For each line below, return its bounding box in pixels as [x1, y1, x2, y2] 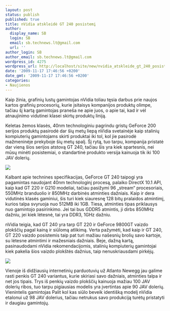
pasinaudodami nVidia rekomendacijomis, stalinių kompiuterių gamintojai [5, 243, 157, 249]
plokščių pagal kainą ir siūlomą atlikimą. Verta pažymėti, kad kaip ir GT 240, [5, 227, 163, 233]
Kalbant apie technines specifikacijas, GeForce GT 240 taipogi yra [5, 174, 143, 180]
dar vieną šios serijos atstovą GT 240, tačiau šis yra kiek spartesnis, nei [5, 144, 154, 150]
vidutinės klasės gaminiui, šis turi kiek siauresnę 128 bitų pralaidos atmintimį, [5, 195, 165, 201]
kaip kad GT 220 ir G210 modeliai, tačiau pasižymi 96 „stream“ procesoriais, [5, 185, 163, 191]
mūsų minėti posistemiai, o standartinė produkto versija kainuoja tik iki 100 [5, 149, 160, 155]
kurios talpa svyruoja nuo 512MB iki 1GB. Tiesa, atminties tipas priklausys [5, 201, 158, 207]
